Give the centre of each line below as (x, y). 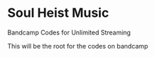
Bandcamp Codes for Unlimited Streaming (69, 32)
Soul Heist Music (58, 13)
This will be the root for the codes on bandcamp (78, 46)
